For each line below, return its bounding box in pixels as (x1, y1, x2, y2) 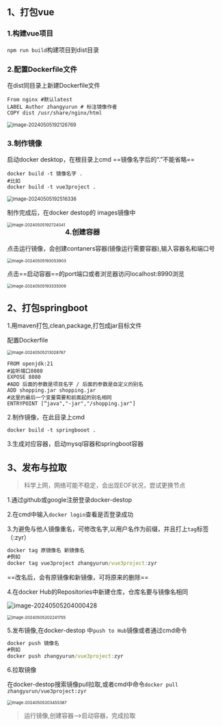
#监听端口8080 (7, 368, 43, 375)
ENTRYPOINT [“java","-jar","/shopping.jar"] (7, 400, 136, 408)
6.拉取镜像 (7, 666, 37, 674)
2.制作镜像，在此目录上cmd (7, 413, 85, 421)
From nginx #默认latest (7, 96, 73, 103)
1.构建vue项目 (7, 29, 53, 38)
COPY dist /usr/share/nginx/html (7, 109, 102, 116)
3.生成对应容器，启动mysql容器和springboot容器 (7, 440, 144, 448)
